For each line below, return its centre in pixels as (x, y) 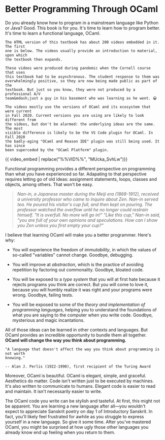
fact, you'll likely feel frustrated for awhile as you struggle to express (75, 416)
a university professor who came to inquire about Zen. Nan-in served (88, 199)
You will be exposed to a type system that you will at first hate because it (86, 279)
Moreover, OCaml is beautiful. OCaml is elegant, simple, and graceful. (76, 375)
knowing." (15, 358)
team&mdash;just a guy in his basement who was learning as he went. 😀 (81, 98)
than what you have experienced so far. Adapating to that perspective (76, 174)
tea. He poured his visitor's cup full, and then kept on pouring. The (85, 204)
